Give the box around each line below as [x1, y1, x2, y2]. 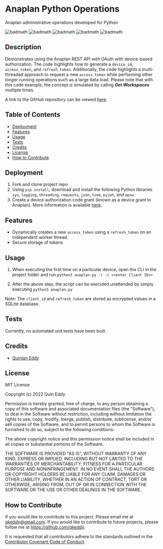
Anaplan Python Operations [5, 3, 120, 15]
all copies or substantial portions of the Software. [5, 441, 104, 447]
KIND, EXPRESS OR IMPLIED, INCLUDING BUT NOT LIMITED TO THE [5, 456, 143, 462]
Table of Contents [5, 110, 61, 119]
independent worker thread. [12, 235, 69, 240]
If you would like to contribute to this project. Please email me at [5, 514, 134, 520]
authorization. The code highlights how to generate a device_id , [5, 61, 133, 67]
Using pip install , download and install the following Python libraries [12, 186, 153, 193]
